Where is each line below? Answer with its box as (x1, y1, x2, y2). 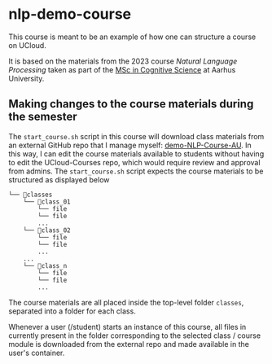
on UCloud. (8, 40, 46, 50)
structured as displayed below (8, 174, 110, 184)
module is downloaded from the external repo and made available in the (8, 339, 250, 349)
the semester (8, 110, 77, 124)
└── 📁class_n (23, 261, 68, 270)
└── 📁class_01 (23, 197, 71, 206)
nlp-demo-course (8, 5, 132, 24)
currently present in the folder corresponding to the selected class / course (8, 331, 261, 340)
